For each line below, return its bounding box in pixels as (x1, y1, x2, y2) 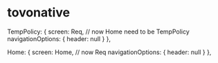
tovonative (7, 5, 71, 21)
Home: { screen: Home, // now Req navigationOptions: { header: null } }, (7, 48, 212, 56)
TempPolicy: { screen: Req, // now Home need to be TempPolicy (7, 27, 190, 36)
